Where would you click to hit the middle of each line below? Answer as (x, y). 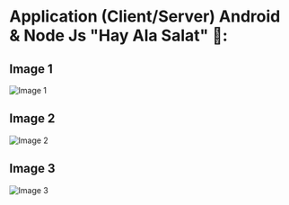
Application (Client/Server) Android (145, 17)
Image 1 (31, 69)
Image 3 (32, 169)
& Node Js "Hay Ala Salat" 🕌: (119, 36)
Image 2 (32, 119)
